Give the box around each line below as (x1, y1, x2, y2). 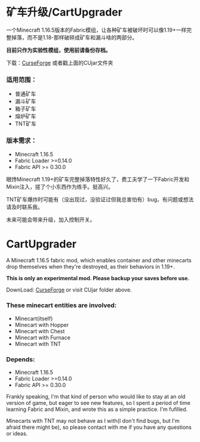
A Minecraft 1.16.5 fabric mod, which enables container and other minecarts (6, 257, 192, 264)
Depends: (6, 355, 35, 363)
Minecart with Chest (14, 327, 65, 334)
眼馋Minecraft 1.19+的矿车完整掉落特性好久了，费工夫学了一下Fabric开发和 (6, 176, 190, 183)
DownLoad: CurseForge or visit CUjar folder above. (6, 286, 133, 293)
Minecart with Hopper (14, 321, 69, 329)
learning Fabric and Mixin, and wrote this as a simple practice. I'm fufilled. (6, 406, 188, 413)
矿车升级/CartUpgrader (6, 5, 122, 19)
